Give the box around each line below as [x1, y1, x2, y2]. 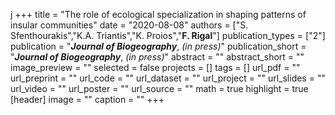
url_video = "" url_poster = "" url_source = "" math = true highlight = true [10, 83, 309, 94]
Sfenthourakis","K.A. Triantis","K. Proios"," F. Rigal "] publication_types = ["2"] [10, 30, 326, 41]
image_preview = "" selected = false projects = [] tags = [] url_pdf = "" [10, 62, 301, 73]
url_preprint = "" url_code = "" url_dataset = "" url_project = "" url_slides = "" [10, 72, 326, 84]
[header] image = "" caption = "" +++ [10, 94, 165, 105]
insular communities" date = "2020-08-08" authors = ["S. [10, 19, 249, 31]
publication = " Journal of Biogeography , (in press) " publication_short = [10, 40, 307, 52]
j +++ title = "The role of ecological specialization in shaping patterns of [10, 9, 307, 20]
